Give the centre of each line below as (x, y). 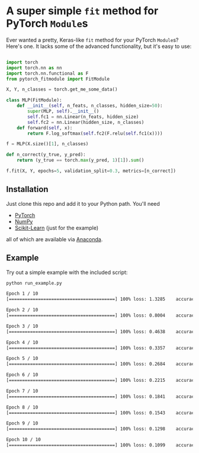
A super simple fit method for (82, 11)
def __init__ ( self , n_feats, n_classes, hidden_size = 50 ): (90, 106)
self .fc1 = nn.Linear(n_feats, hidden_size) (83, 117)
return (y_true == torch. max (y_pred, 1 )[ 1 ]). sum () (81, 160)
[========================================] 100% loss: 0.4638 (86, 331)
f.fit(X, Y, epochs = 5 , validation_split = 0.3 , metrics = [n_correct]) (91, 171)
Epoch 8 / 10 (22, 407)
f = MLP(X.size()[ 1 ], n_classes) (47, 144)
